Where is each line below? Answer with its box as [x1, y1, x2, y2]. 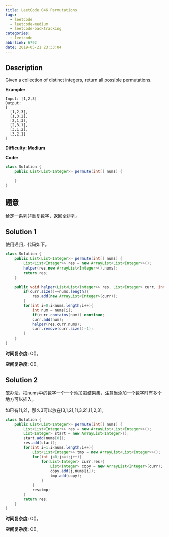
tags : [5, 12, 17, 17]
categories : [5, 31, 30, 36]
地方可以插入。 [5, 396, 36, 402]
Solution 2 [5, 376, 38, 384]
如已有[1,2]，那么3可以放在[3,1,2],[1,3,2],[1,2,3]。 [5, 407, 107, 413]
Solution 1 [5, 228, 37, 236]
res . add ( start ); [23, 440, 57, 446]
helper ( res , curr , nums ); [32, 322, 82, 327]
